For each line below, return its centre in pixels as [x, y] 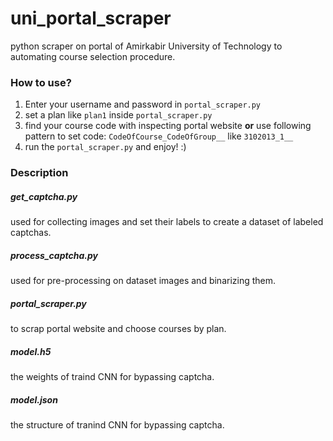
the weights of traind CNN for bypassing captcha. [112, 377]
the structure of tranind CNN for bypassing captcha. [117, 425]
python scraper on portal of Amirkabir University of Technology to [146, 46]
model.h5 [31, 351]
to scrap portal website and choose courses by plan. [118, 329]
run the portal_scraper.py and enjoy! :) [105, 147]
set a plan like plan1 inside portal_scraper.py [118, 115]
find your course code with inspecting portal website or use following [168, 126]
